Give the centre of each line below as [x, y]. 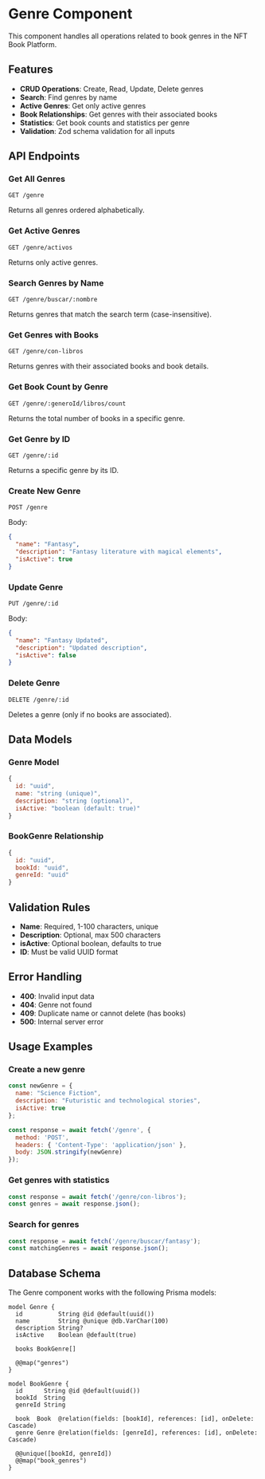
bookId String [41, 1398]
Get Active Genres [45, 231]
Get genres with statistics [59, 1180]
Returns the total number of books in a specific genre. [97, 418]
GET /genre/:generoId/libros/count [67, 404]
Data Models [40, 739]
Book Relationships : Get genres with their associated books [118, 114]
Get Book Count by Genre [58, 387]
